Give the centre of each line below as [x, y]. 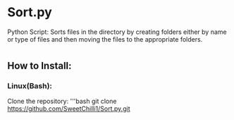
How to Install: [39, 66]
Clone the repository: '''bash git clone [62, 101]
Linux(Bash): [30, 86]
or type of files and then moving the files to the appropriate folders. [105, 39]
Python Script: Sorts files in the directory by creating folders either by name [117, 32]
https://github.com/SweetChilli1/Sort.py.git [69, 109]
